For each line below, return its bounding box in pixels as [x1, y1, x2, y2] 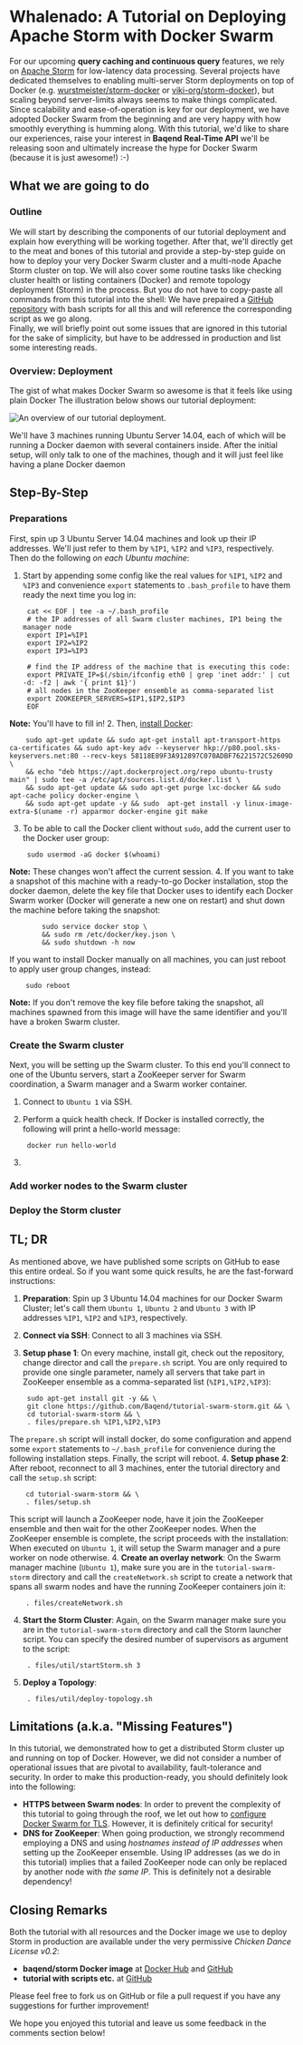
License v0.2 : [9, 1946, 60, 1957]
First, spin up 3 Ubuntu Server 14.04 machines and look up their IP [9, 533, 257, 543]
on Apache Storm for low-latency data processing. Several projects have [9, 65, 280, 76]
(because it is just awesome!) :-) [9, 152, 129, 162]
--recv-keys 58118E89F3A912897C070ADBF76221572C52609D [81, 751, 294, 760]
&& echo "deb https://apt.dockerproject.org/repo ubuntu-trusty [25, 767, 273, 777]
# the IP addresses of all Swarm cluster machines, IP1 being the [26, 614, 282, 623]
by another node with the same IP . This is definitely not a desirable [22, 1866, 271, 1877]
